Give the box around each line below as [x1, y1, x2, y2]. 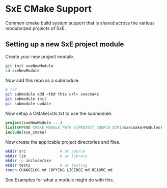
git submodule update [5, 101, 51, 107]
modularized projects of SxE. [5, 25, 66, 31]
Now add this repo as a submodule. [5, 77, 80, 83]
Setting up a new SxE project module [5, 40, 124, 49]
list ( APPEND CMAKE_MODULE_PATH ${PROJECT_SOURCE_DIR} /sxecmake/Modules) [5, 125, 163, 130]
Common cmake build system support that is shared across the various [5, 20, 155, 26]
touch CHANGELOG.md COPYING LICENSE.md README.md [5, 168, 113, 173]
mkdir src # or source [5, 148, 86, 154]
